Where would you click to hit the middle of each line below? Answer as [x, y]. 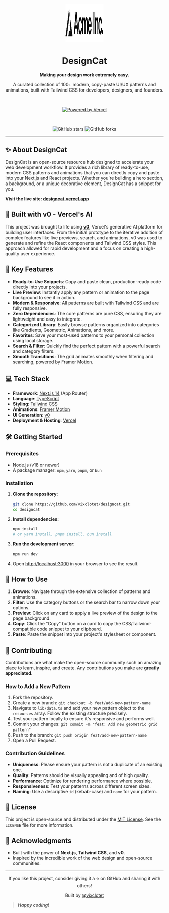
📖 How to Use [26, 579]
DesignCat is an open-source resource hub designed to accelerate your [80, 162]
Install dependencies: [36, 519]
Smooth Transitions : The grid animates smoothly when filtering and [83, 357]
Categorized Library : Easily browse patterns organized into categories [86, 325]
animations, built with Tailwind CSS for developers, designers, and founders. [84, 90]
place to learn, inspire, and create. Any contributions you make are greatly [82, 668]
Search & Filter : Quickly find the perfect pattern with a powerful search [86, 346]
